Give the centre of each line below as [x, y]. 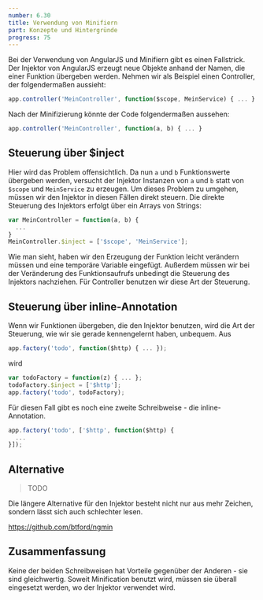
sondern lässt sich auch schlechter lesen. [76, 512]
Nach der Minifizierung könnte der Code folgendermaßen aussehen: [119, 114]
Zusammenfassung [57, 552]
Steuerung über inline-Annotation [93, 306]
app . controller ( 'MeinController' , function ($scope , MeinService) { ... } [132, 99]
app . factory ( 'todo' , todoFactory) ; [67, 392]
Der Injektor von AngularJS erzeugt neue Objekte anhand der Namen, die [127, 68]
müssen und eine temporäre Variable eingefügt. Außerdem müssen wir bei [129, 265]
